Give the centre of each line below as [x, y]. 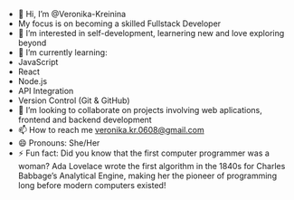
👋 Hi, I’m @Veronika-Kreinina [72, 14]
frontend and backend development [85, 119]
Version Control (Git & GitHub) [74, 100]
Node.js [33, 81]
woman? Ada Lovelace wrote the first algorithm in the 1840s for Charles [152, 166]
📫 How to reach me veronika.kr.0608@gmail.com [111, 130]
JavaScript [38, 62]
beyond [32, 43]
